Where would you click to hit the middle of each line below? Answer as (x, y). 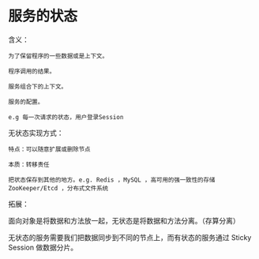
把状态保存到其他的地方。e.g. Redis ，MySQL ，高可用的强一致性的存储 (112, 180)
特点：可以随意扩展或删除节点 (49, 149)
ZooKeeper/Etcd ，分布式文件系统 (58, 188)
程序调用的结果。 (32, 71)
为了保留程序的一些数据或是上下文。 (58, 56)
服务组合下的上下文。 (38, 86)
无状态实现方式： (36, 133)
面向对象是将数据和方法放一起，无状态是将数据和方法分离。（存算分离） (124, 220)
